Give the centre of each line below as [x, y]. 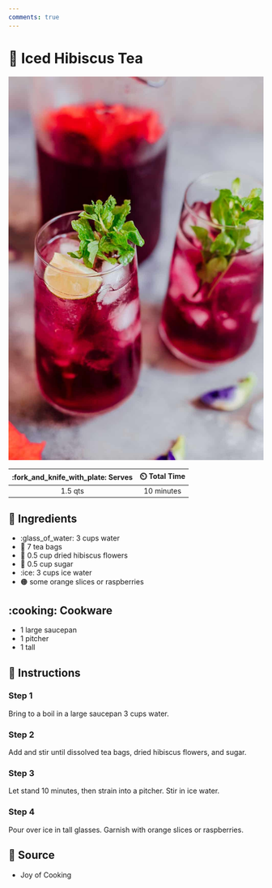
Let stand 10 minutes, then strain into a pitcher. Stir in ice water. [114, 791]
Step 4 [21, 812]
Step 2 [21, 735]
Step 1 [21, 696]
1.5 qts [72, 491]
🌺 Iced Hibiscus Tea [76, 58]
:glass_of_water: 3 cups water [70, 538]
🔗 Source [32, 855]
